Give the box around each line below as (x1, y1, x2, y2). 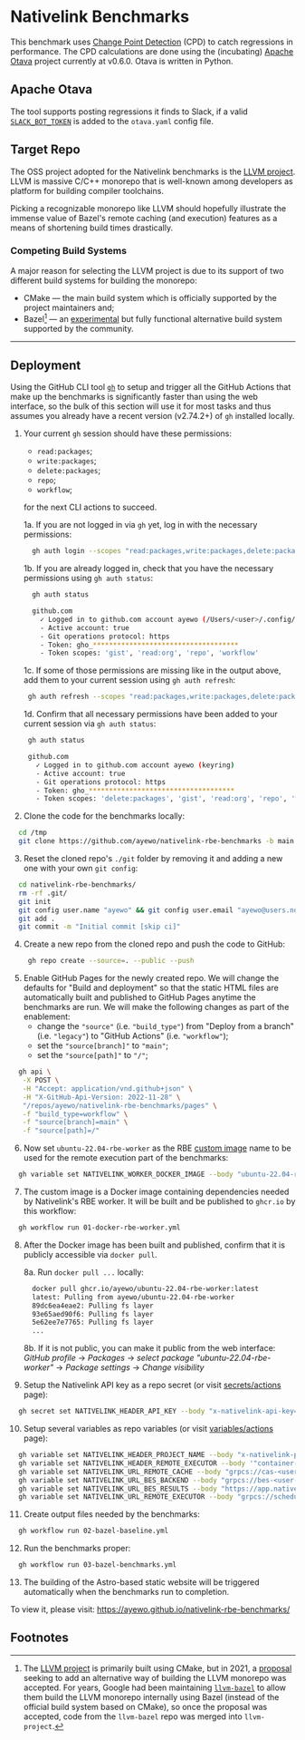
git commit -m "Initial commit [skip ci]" (18, 922, 181, 931)
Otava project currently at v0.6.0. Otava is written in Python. (10, 55, 234, 66)
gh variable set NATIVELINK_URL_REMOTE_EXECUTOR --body (18, 1492, 234, 1502)
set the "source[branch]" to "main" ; (36, 1040, 169, 1051)
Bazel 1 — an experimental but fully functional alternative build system (23, 311, 283, 324)
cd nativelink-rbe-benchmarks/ (18, 880, 137, 889)
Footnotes (10, 1630, 69, 1646)
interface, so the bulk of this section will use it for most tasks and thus (10, 401, 272, 412)
